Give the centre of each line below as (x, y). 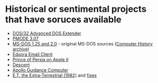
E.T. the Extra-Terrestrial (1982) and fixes (55, 75)
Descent (21, 65)
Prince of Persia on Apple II (40, 59)
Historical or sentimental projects (76, 9)
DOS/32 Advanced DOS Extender (47, 33)
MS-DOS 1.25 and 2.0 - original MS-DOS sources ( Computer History (82, 43)
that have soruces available (63, 20)
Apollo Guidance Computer (40, 70)
